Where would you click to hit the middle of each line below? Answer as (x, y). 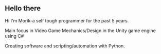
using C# (14, 36)
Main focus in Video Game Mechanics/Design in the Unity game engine (80, 31)
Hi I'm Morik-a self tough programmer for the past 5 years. (67, 20)
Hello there (23, 8)
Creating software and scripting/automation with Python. (65, 46)
